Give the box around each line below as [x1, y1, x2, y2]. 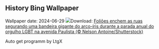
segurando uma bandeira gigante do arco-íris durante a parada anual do [5, 23, 154, 29]
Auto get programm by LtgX [5, 38, 62, 44]
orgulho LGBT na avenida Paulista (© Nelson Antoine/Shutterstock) [5, 28, 143, 34]
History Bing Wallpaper [5, 4, 79, 12]
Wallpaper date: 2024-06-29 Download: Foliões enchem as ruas [5, 17, 143, 24]
